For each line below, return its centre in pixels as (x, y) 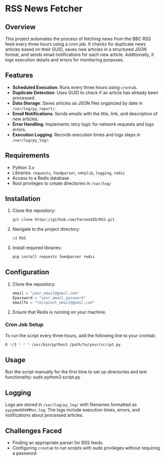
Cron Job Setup (24, 325)
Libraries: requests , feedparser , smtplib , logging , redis (68, 173)
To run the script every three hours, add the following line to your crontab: (81, 335)
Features (19, 76)
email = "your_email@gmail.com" (46, 293)
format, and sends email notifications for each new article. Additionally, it (80, 54)
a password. (25, 453)
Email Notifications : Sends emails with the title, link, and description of (85, 113)
